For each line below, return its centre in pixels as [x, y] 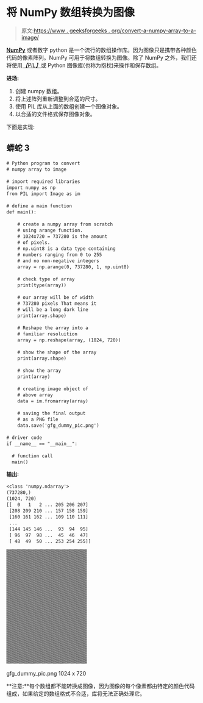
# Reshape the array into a [53, 328]
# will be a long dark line [53, 309]
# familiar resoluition [48, 334]
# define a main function [39, 206]
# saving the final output [52, 413]
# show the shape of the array [57, 352]
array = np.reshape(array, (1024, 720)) [69, 340]
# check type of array [46, 279]
